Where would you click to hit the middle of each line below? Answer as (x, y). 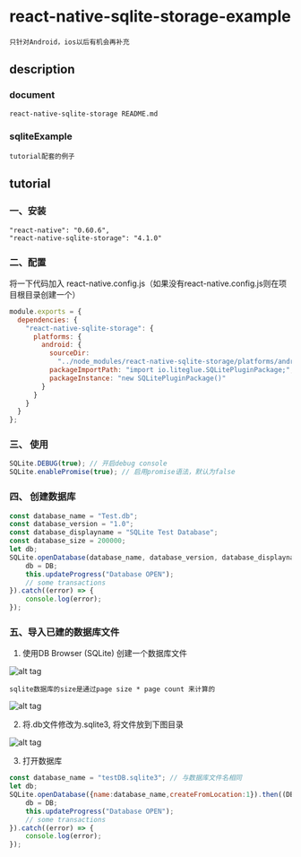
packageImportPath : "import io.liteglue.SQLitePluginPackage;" (170, 370)
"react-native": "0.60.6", (60, 230)
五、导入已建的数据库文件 (64, 632)
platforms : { (57, 337)
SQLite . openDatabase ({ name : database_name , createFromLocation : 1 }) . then (144, 795)
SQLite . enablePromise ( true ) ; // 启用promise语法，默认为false (122, 472)
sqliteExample (41, 136)
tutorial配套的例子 (42, 156)
